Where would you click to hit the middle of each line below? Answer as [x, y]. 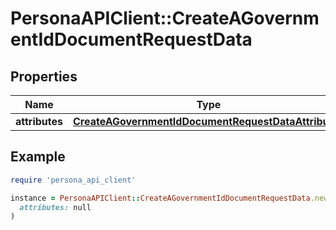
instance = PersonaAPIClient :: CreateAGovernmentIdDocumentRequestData [160, 198]
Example [38, 157]
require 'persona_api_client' [73, 180]
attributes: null [55, 207]
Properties [44, 76]
